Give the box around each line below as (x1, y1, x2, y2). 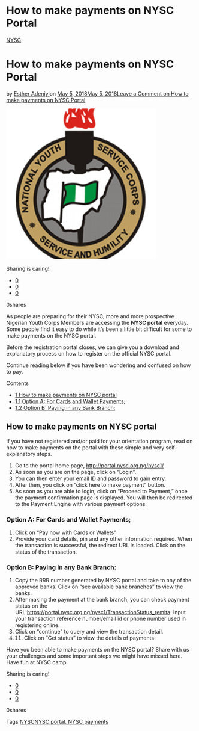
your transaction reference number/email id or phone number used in (14, 615, 186, 623)
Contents (6, 380, 29, 387)
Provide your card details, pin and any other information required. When (14, 535, 193, 542)
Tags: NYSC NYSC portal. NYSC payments (6, 718, 109, 726)
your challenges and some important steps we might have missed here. (6, 652, 183, 659)
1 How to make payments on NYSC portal (14, 391, 117, 398)
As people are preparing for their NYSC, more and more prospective (6, 312, 175, 319)
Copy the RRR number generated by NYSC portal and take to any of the (14, 577, 192, 584)
